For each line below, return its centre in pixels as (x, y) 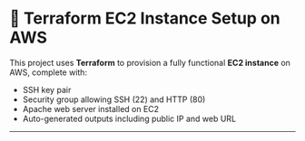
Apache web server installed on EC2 (91, 108)
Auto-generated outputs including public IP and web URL (129, 118)
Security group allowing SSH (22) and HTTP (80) (114, 99)
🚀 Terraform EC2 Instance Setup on (145, 19)
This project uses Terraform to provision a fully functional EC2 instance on (150, 62)
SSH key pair (47, 89)
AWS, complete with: (49, 72)
